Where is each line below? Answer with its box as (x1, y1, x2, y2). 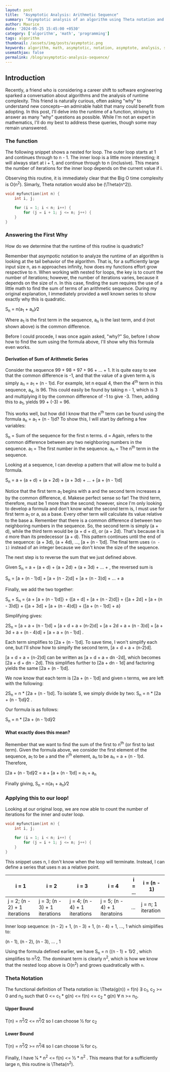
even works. (5, 344, 31, 350)
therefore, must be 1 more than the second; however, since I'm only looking (5, 500, 162, 506)
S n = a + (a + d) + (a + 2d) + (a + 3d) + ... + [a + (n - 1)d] (5, 477, 122, 484)
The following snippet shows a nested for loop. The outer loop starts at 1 (5, 149, 156, 155)
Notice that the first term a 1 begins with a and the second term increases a (5, 488, 160, 495)
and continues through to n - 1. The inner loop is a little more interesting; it (5, 155, 159, 161)
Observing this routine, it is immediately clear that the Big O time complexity (5, 175, 163, 181)
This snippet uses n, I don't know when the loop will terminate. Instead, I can (5, 858, 165, 865)
